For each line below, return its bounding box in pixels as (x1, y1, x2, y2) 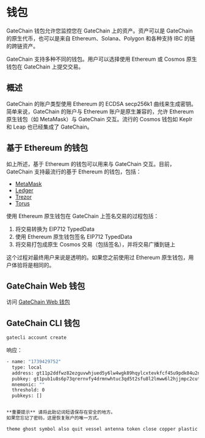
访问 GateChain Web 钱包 (6, 298, 70, 306)
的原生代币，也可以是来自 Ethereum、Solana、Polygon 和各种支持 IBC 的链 (6, 34, 195, 42)
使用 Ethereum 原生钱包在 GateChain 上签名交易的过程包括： (6, 212, 159, 219)
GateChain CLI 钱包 (6, 318, 81, 328)
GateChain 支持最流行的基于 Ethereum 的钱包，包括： (6, 168, 142, 175)
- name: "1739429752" (6, 359, 62, 365)
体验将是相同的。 (11, 261, 55, 268)
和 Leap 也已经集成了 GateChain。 (6, 123, 93, 130)
